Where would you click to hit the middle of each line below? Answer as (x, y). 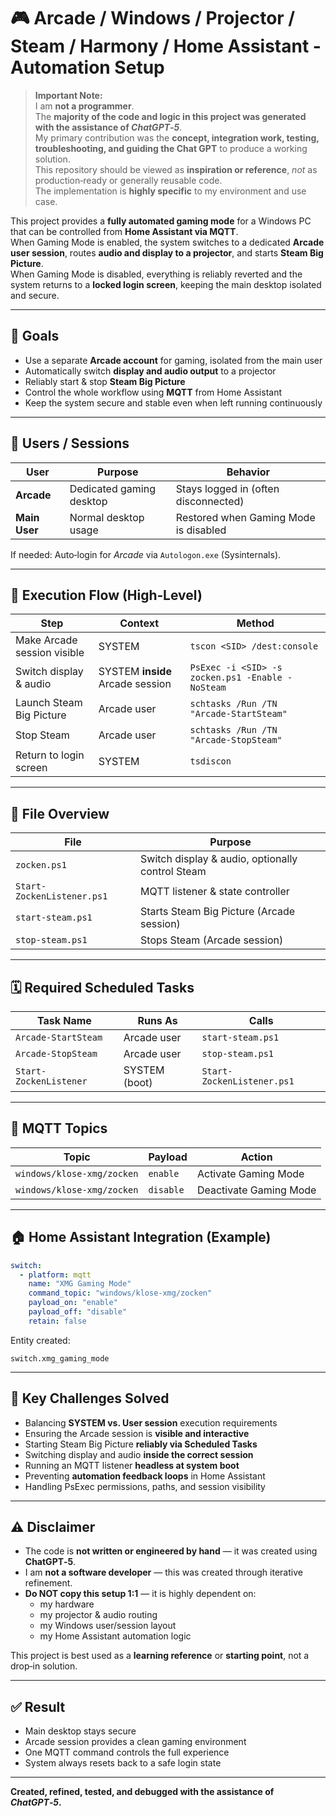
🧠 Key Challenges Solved (90, 1398)
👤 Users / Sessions (70, 443)
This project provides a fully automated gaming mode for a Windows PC (161, 221)
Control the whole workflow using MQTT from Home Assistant (153, 392)
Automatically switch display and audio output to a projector (150, 371)
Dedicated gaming (112, 488)
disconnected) (210, 501)
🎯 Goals (35, 336)
